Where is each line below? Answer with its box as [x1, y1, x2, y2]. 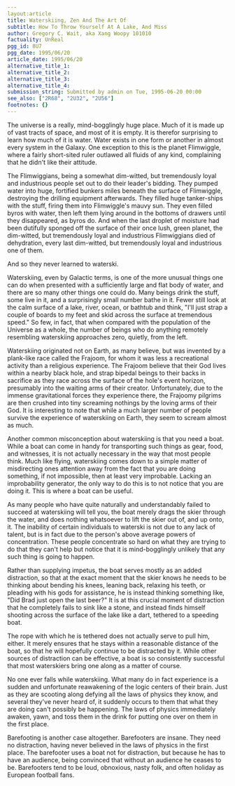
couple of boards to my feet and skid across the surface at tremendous [7, 310, 213, 319]
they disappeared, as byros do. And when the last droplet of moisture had [7, 216, 220, 224]
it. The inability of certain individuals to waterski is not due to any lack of [7, 522, 216, 531]
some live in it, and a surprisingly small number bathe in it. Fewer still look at [7, 295, 227, 304]
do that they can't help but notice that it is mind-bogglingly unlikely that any [7, 545, 225, 553]
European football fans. [7, 771, 75, 779]
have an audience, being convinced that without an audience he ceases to [7, 755, 222, 764]
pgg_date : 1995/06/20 [7, 50, 71, 57]
